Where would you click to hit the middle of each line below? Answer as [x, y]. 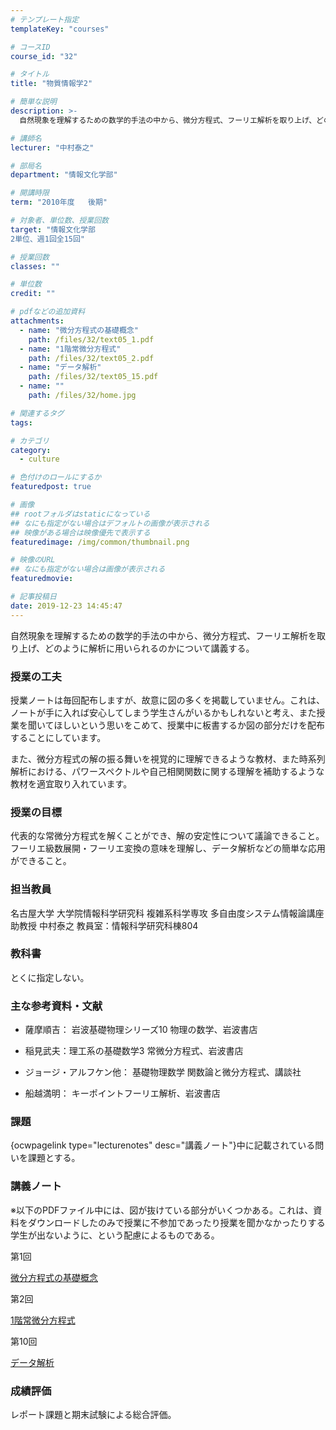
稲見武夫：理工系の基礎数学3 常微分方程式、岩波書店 [134, 1051]
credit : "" [33, 294]
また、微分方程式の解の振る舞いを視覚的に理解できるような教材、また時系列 [168, 758]
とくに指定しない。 [50, 977]
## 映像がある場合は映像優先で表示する [80, 532]
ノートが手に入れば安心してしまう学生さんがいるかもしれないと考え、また [163, 712]
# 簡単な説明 [33, 102]
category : [31, 450]
